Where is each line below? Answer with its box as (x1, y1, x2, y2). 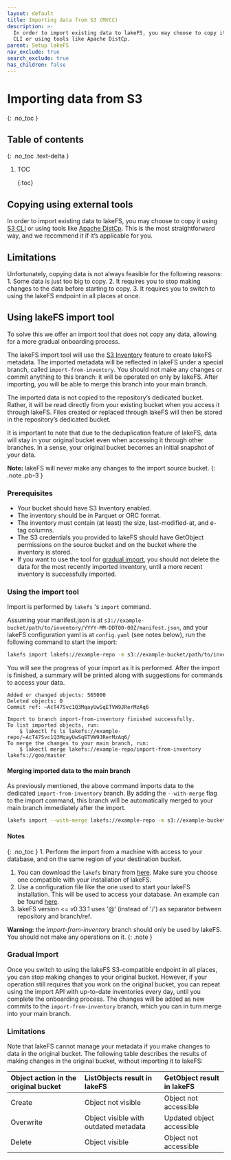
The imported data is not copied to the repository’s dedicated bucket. (7, 393, 204, 402)
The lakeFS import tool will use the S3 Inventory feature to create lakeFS (7, 351, 212, 359)
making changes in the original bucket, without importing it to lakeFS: (7, 1057, 203, 1065)
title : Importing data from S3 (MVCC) (7, 17, 118, 23)
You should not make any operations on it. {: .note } (7, 933, 153, 941)
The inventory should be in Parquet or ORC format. (16, 511, 162, 520)
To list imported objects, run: (7, 722, 100, 729)
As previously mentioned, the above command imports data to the (7, 782, 195, 790)
